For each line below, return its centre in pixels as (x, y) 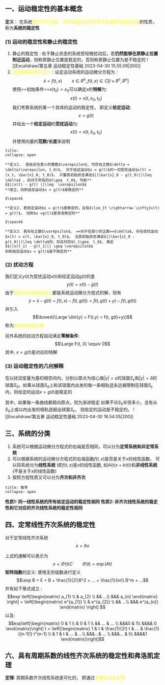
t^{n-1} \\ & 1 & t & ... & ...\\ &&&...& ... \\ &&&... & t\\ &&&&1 (90, 634)
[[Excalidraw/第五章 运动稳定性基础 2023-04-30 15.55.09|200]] (76, 66)
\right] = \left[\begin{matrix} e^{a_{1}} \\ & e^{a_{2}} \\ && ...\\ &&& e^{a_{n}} (82, 602)
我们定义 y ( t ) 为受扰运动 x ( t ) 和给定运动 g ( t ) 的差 (50, 276)
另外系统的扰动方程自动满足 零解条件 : (42, 336)
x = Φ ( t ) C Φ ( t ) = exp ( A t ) (82, 564)
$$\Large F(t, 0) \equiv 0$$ (82, 344)
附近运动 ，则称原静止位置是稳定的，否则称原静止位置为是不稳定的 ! (80, 60)
